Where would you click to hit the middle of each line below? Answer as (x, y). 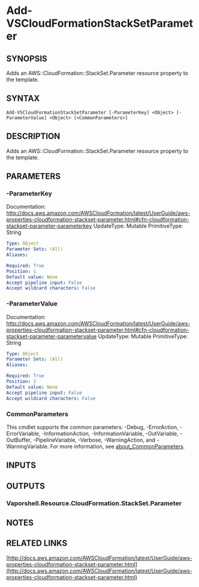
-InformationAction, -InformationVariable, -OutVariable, (110, 433)
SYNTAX (23, 98)
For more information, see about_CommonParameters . (118, 446)
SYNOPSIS (27, 58)
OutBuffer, (19, 440)
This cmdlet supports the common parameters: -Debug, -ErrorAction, (93, 427)
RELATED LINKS (37, 543)
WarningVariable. (28, 446)
